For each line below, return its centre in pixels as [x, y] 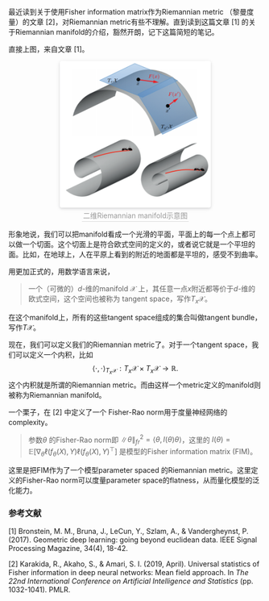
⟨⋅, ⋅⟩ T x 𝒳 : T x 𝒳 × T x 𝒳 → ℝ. [135, 369]
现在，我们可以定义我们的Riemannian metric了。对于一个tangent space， [130, 344]
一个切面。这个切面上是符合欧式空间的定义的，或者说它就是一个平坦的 [139, 244]
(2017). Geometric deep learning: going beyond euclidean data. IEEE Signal [133, 540]
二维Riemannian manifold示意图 [135, 215]
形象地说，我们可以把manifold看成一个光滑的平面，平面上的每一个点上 [125, 234]
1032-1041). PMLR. [39, 589]
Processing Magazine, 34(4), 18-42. [68, 548]
